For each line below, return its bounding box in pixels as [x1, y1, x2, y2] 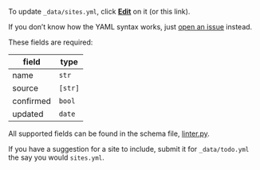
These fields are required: [8, 37, 93, 47]
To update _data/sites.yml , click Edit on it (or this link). [8, 7, 191, 16]
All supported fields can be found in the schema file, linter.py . [8, 129, 210, 138]
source [12, 83, 38, 94]
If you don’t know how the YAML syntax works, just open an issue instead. [8, 22, 253, 31]
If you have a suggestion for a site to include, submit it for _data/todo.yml [8, 145, 250, 153]
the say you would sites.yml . [8, 153, 105, 162]
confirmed [12, 95, 52, 106]
